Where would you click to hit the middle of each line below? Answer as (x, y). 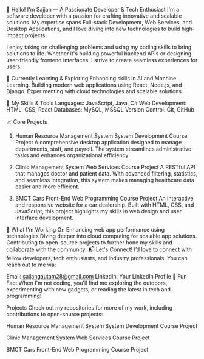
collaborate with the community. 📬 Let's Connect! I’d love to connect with (99, 249)
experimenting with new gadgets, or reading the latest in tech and (89, 289)
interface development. (44, 218)
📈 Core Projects (27, 122)
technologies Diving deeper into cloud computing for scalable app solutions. (102, 236)
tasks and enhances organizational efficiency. (72, 155)
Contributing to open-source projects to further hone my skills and (90, 243)
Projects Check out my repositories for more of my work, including (90, 307)
